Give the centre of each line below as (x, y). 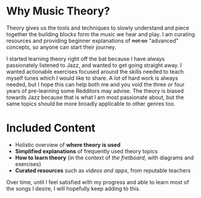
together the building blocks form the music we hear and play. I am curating (101, 34)
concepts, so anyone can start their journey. (61, 47)
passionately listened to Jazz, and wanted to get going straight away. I (94, 65)
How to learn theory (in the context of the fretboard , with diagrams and (104, 158)
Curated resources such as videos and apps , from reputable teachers (103, 170)
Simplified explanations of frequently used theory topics (86, 151)
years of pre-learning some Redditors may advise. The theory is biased (95, 91)
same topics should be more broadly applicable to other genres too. (91, 103)
